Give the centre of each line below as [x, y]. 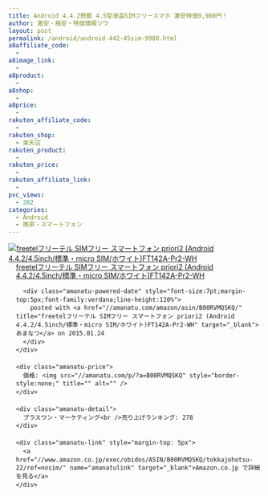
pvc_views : [26, 195]
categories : [28, 209]
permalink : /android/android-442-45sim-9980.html [93, 38]
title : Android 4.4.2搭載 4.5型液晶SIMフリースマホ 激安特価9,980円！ [118, 16]
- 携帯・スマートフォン [49, 225]
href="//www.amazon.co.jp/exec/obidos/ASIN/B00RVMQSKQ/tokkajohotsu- [134, 459]
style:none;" [37, 384]
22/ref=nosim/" [41, 468]
